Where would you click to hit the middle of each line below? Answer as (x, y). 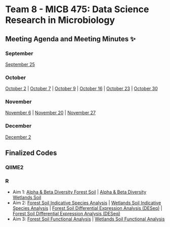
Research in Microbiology (60, 20)
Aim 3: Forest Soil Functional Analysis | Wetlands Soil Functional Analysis (89, 219)
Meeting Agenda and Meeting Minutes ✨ (70, 39)
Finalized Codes (31, 153)
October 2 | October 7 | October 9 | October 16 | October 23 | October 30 (81, 89)
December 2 (18, 137)
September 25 (20, 64)
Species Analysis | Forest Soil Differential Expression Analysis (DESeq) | (88, 208)
